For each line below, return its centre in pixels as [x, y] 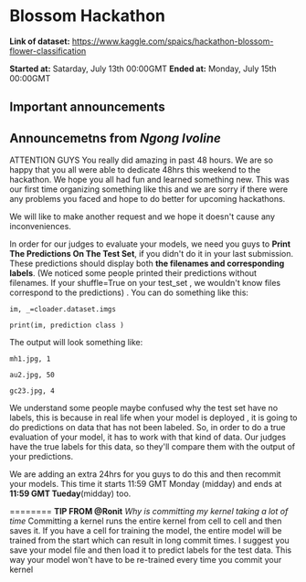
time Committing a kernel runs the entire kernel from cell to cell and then [146, 521]
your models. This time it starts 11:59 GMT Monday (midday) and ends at [146, 484]
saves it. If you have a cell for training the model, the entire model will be [146, 531]
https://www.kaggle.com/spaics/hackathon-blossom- [173, 41]
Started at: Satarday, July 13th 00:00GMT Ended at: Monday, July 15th [143, 69]
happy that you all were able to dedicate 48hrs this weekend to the [135, 170]
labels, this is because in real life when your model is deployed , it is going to [154, 418]
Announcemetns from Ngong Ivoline [115, 138]
